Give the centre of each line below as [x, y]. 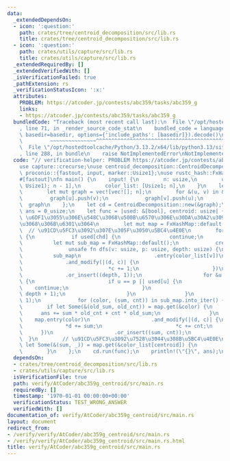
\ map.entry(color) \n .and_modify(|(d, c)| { [119, 320]
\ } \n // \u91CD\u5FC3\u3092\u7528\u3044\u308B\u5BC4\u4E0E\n [122, 339]
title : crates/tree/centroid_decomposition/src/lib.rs [99, 39]
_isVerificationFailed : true [55, 77]
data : [15, 13]
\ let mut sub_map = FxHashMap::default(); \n [99, 243]
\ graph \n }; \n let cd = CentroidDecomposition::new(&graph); [121, 205]
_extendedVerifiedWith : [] [52, 71]
